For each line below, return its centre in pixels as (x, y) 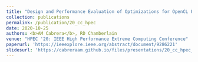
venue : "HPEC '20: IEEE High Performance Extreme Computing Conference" (97, 39)
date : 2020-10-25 (27, 28)
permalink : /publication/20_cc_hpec (51, 22)
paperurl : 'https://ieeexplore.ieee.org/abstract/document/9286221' (92, 45)
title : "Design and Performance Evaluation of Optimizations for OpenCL (97, 12)
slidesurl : (19, 50)
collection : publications (38, 17)
